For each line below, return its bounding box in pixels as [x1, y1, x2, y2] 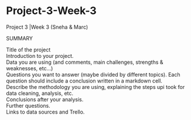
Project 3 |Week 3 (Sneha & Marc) [6, 23, 88, 30]
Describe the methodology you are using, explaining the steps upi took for [6, 83, 185, 90]
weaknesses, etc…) [6, 64, 53, 71]
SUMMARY [6, 35, 33, 42]
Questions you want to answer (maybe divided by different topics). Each [6, 71, 180, 78]
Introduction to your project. [6, 52, 74, 59]
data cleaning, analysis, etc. [6, 90, 74, 97]
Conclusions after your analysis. [6, 95, 84, 103]
